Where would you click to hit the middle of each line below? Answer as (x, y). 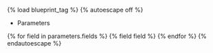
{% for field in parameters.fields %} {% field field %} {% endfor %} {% (107, 36)
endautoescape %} (34, 43)
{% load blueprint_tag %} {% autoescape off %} (75, 10)
